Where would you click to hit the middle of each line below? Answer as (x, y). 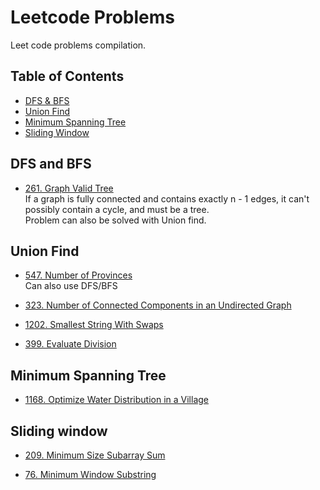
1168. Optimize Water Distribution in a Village (116, 400)
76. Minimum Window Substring (90, 474)
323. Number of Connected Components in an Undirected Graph (158, 305)
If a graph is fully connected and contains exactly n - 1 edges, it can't (167, 198)
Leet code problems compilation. (78, 45)
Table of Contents (67, 76)
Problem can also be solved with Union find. (115, 220)
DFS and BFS (51, 164)
